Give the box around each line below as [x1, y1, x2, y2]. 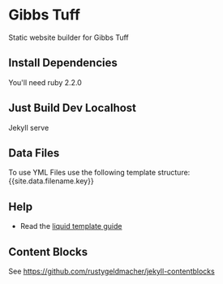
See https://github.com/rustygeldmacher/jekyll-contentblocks [8, 266, 215, 276]
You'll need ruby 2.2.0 [8, 77, 83, 87]
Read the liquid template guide [19, 222, 122, 231]
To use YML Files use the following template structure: [8, 168, 191, 178]
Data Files [8, 146, 60, 160]
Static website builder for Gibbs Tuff [8, 32, 130, 42]
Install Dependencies [8, 56, 118, 70]
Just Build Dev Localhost [8, 101, 136, 115]
